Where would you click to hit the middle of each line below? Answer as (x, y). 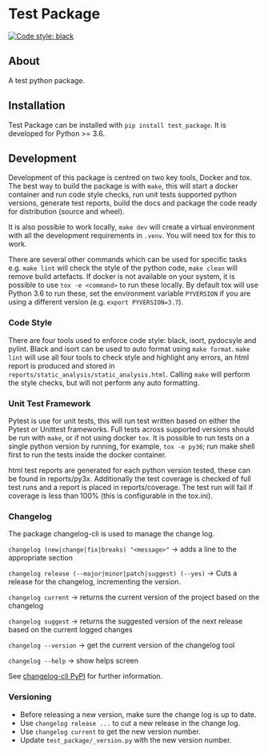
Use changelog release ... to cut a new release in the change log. (130, 723)
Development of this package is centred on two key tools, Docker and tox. (130, 177)
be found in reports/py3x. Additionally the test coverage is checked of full (130, 478)
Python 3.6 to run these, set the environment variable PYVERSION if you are (130, 293)
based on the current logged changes (71, 630)
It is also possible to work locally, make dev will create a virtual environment (132, 227)
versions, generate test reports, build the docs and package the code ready (133, 203)
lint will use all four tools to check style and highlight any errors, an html (129, 357)
